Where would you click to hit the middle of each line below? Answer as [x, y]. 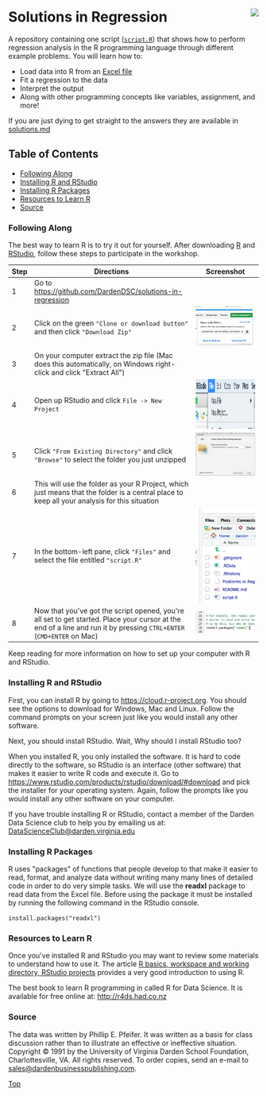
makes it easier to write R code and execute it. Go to [94, 773]
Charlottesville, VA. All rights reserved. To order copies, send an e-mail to [128, 1059]
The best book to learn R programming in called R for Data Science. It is [126, 988]
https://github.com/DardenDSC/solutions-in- [108, 291]
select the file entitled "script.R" [88, 560]
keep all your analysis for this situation [97, 501]
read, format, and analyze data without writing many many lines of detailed [131, 877]
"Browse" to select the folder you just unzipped [110, 459]
